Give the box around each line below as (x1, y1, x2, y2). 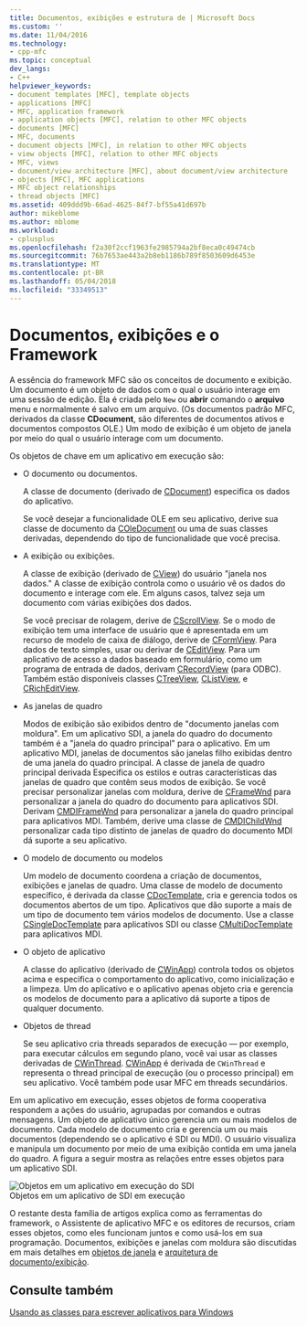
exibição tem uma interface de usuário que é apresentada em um (22, 624, 269, 635)
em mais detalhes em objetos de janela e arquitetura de (9, 1246, 218, 1257)
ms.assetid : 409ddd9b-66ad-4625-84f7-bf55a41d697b (9, 200, 206, 210)
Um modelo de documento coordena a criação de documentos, (22, 870, 262, 881)
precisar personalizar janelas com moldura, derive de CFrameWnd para (22, 786, 291, 797)
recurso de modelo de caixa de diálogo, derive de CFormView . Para (22, 634, 277, 645)
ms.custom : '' (9, 22, 64, 31)
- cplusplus (9, 234, 55, 243)
